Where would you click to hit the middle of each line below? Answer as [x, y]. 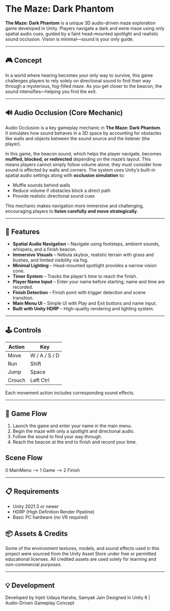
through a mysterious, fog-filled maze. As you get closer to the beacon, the [84, 86]
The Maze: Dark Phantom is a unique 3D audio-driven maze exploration [80, 23]
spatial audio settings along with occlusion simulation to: [65, 175]
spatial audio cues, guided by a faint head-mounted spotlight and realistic [82, 34]
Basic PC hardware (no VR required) [50, 517]
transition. [23, 298]
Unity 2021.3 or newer [36, 506]
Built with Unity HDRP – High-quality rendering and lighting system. [83, 309]
